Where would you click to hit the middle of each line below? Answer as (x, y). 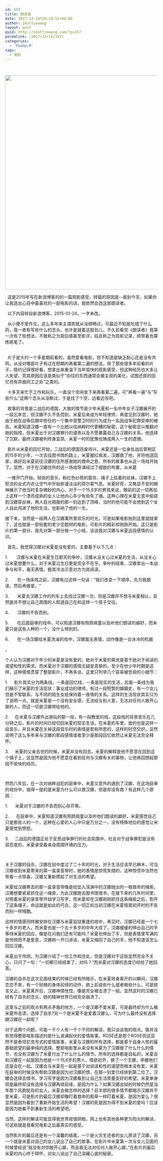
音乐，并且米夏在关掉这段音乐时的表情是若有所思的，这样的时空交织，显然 (83, 729)
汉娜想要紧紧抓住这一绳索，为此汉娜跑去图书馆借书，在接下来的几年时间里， (81, 893)
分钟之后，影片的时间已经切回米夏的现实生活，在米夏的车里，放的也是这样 (79, 723)
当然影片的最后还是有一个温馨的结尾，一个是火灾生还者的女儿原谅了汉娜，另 (81, 1135)
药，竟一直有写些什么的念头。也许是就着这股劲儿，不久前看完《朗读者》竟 (79, 330)
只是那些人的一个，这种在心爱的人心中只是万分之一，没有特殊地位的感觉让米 (81, 822)
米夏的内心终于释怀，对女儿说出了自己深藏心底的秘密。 (60, 1154)
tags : (10, 50)
